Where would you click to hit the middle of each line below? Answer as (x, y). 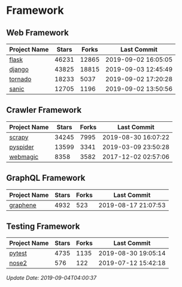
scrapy (19, 137)
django (19, 69)
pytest (18, 253)
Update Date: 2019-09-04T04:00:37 (51, 278)
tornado (20, 79)
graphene (23, 205)
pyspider (22, 147)
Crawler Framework (44, 110)
